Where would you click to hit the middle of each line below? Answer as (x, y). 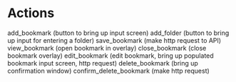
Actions (31, 13)
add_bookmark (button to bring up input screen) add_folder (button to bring (118, 33)
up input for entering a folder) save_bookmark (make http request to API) (114, 40)
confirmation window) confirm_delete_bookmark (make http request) (109, 71)
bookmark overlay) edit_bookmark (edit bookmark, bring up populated (111, 56)
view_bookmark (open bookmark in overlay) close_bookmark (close (107, 48)
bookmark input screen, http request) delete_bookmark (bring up (103, 63)
